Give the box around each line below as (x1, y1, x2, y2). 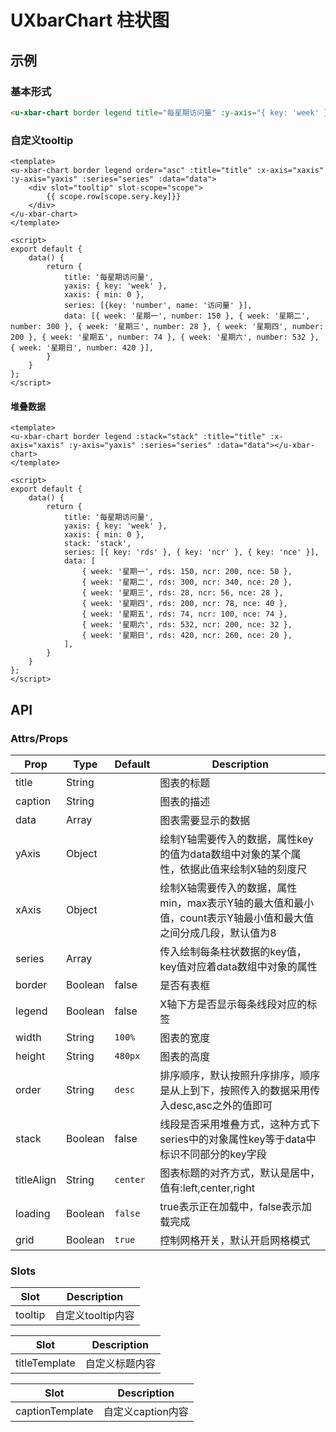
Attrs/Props (10, 731, 69, 745)
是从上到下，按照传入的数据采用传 (159, 1083, 321, 1097)
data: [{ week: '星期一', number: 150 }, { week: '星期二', (63, 311, 311, 321)
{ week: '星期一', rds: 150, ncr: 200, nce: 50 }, (81, 567, 293, 577)
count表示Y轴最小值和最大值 (179, 911, 315, 925)
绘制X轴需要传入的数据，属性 (159, 881, 298, 895)
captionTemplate (15, 1404, 94, 1418)
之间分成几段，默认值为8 (159, 926, 277, 940)
